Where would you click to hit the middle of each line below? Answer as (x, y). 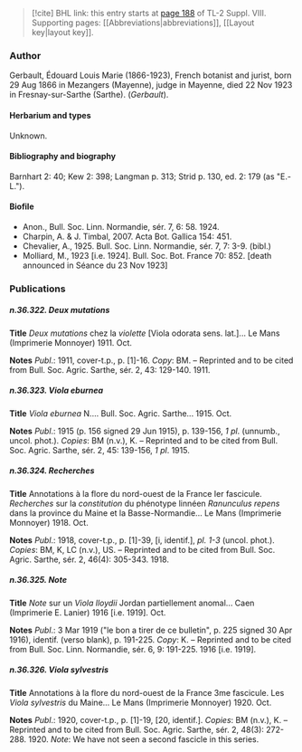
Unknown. (28, 136)
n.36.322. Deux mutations (60, 310)
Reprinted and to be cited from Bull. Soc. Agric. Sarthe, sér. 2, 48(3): (137, 729)
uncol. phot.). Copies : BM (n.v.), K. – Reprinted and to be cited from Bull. (144, 440)
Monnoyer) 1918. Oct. (49, 522)
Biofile (22, 206)
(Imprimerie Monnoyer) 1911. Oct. (71, 342)
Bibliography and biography (62, 157)
